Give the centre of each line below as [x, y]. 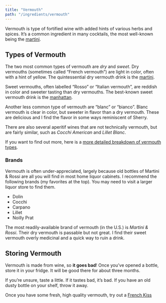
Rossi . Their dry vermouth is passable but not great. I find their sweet [76, 232]
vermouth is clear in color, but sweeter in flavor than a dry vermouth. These [82, 112]
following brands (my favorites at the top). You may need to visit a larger [79, 181]
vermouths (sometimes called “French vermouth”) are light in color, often [80, 72]
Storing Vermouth [33, 253]
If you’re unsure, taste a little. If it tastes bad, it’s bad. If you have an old [78, 280]
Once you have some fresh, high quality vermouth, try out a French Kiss [79, 295]
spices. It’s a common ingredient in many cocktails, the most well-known [79, 34]
